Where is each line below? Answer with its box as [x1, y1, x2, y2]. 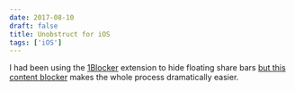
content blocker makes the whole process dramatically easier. [9, 72, 239, 83]
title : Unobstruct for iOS [9, 29, 111, 38]
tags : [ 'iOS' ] [9, 37, 63, 47]
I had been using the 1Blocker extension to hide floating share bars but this [9, 62, 286, 73]
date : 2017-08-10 [9, 12, 75, 22]
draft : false [9, 21, 58, 30]
